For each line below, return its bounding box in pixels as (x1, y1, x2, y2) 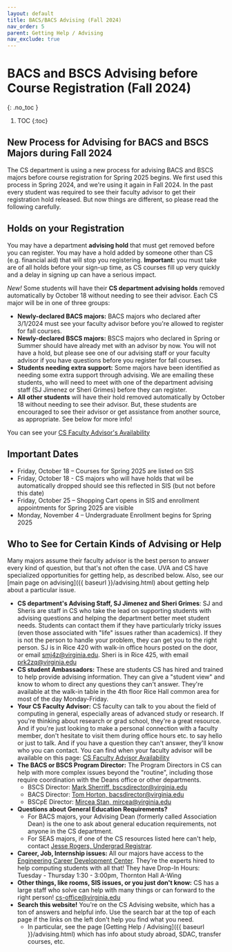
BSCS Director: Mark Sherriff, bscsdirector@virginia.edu (27, 783, 188, 791)
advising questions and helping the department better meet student (17, 614, 210, 623)
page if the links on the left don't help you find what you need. (17, 915, 195, 924)
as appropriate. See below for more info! (17, 414, 133, 423)
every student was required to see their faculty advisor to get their (7, 187, 196, 196)
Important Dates (7, 448, 79, 460)
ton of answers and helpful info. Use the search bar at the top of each (17, 908, 216, 917)
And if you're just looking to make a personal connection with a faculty (17, 724, 218, 733)
